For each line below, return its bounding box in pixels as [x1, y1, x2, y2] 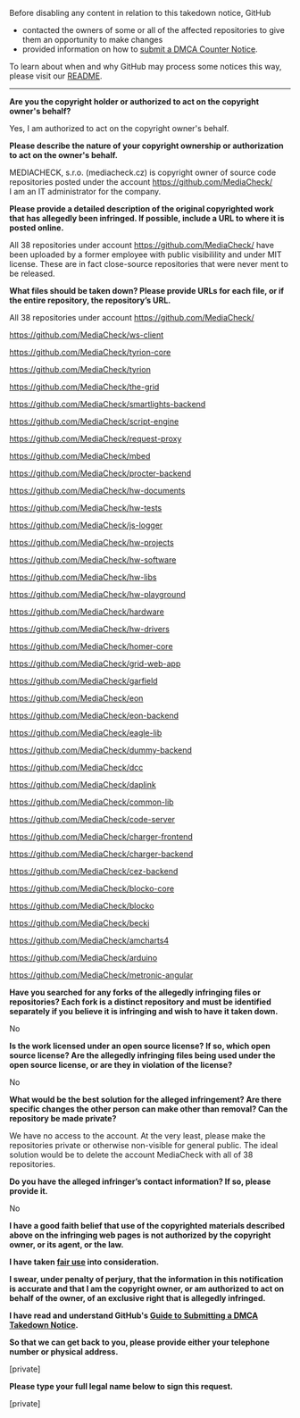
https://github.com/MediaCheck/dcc [9, 763, 144, 772]
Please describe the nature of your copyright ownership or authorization [9, 140, 284, 151]
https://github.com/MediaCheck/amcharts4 [9, 935, 170, 946]
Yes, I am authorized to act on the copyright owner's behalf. [9, 123, 229, 133]
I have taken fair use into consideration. [9, 1256, 159, 1267]
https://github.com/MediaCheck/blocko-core [9, 883, 175, 894]
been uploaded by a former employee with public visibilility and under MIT [9, 249, 283, 260]
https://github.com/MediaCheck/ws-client [9, 329, 164, 340]
